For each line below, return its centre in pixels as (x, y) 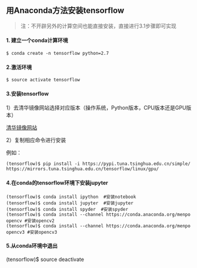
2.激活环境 (19, 67)
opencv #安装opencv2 (30, 221)
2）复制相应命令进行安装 (36, 140)
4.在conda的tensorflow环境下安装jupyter (57, 183)
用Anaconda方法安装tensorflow (65, 11)
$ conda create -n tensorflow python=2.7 (58, 54)
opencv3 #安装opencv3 (32, 232)
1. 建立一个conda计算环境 (37, 41)
